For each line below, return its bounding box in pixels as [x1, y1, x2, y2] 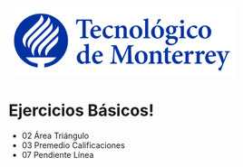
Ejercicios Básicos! [8, 100, 155, 121]
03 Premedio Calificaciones [21, 139, 126, 151]
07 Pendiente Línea [21, 149, 94, 160]
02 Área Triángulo [21, 130, 90, 141]
